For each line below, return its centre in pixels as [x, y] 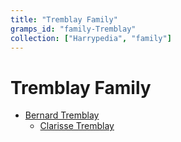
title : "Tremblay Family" [64, 19]
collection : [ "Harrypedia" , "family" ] [91, 38]
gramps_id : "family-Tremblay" [73, 29]
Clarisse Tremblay [77, 126]
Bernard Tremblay [62, 115]
